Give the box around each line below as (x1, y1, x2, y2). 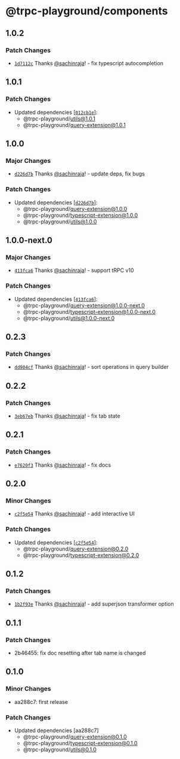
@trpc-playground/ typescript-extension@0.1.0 (23, 739, 138, 746)
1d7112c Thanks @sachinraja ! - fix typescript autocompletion (14, 59, 164, 66)
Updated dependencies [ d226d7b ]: (14, 199, 98, 206)
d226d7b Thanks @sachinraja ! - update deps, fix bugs (14, 170, 145, 177)
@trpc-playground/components (5, 4, 168, 18)
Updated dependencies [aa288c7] (14, 727, 99, 734)
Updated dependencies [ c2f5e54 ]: (14, 539, 98, 546)
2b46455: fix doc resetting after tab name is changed (14, 649, 146, 657)
